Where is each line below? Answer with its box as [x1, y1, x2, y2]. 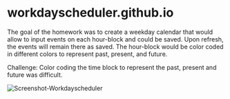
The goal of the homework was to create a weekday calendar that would [7, 28, 213, 36]
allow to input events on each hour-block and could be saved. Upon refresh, [7, 35, 224, 43]
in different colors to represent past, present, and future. [7, 50, 168, 58]
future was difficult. [7, 71, 63, 79]
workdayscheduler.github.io [7, 5, 174, 21]
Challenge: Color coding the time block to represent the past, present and [7, 63, 217, 71]
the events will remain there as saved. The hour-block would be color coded [7, 42, 224, 51]
